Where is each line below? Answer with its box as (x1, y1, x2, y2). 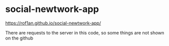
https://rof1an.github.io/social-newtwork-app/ (5, 20, 101, 26)
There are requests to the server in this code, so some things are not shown (5, 29, 164, 35)
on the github (5, 35, 34, 41)
